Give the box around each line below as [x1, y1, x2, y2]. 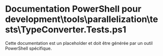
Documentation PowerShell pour [5, 3, 142, 15]
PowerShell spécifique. [5, 45, 52, 51]
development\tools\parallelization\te [5, 14, 158, 25]
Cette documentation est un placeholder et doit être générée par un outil [5, 40, 153, 46]
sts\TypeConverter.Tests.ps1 [5, 24, 126, 35]
